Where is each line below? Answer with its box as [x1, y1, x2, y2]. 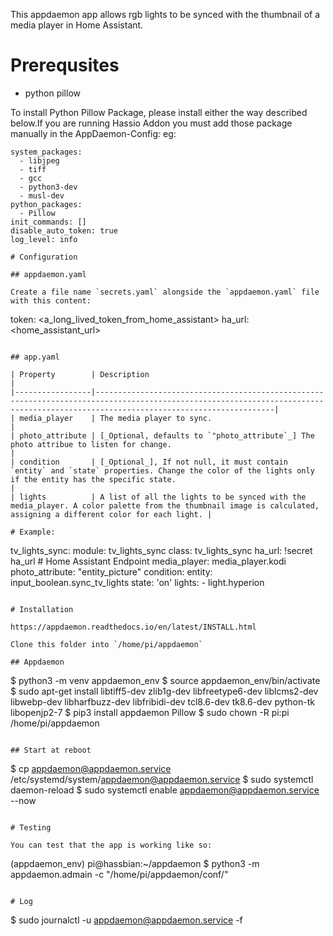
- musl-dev [19, 190, 65, 201]
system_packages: [10, 147, 83, 157]
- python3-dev [19, 182, 78, 192]
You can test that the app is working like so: [10, 840, 213, 850]
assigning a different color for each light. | [10, 509, 213, 519]
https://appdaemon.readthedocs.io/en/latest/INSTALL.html [10, 622, 257, 632]
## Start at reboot [10, 745, 92, 755]
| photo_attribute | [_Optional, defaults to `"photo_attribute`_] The [10, 430, 315, 441]
